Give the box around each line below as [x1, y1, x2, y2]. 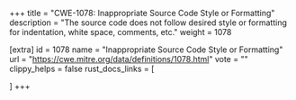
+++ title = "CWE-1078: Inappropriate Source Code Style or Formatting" [9, 8, 275, 18]
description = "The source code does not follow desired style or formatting [9, 17, 288, 28]
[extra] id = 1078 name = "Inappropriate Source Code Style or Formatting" [9, 44, 283, 55]
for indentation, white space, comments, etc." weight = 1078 [9, 27, 232, 37]
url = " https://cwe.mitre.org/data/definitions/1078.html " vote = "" [9, 54, 249, 64]
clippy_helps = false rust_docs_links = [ [9, 63, 155, 74]
